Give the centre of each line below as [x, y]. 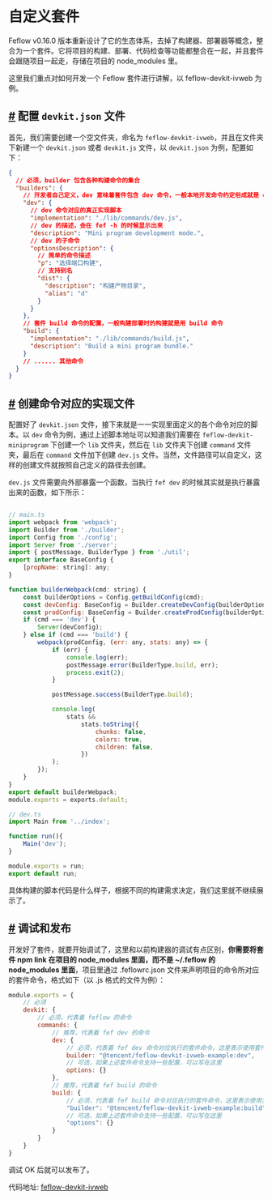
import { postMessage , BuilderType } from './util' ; [99, 553]
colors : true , [119, 739]
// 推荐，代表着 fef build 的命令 [104, 1086]
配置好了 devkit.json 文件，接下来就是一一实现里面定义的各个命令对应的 [130, 425]
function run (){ [36, 836]
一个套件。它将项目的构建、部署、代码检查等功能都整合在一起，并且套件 [143, 50]
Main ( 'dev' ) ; [45, 844]
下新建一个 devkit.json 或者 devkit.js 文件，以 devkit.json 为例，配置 [127, 147]
